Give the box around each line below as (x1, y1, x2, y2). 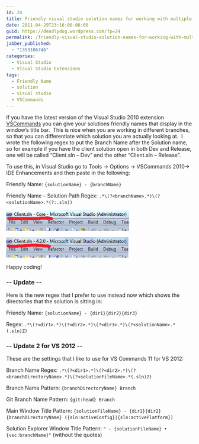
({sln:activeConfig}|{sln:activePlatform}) (64, 414, 174, 421)
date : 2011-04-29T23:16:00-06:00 (6, 22, 89, 28)
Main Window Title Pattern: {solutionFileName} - (6, 407, 127, 414)
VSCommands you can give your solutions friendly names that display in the (6, 120, 192, 127)
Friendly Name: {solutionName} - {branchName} (6, 180, 122, 187)
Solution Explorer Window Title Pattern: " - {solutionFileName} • (6, 425, 168, 432)
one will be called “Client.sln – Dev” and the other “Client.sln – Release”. (6, 151, 181, 158)
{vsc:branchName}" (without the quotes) (6, 432, 102, 439)
